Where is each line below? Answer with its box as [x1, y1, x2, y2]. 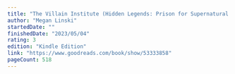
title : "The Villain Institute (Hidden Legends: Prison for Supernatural [7, 10, 229, 18]
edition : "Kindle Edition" [7, 43, 87, 50]
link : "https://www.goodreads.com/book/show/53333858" [7, 50, 172, 57]
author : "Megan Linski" [7, 17, 78, 24]
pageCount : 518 [7, 56, 52, 63]
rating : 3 [7, 37, 37, 44]
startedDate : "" [7, 23, 55, 30]
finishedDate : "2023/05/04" [7, 30, 90, 37]
